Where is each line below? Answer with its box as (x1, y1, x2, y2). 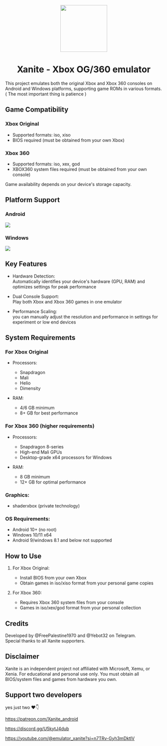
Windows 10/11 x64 (12, 532, 52, 538)
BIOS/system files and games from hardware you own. (5, 676, 117, 682)
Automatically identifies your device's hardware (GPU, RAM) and (12, 278, 146, 284)
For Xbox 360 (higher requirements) (5, 422, 95, 429)
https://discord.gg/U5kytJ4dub (5, 725, 69, 731)
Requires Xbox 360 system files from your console (19, 599, 124, 605)
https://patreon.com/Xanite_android (5, 715, 78, 722)
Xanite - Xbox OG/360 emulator (16, 64, 151, 75)
